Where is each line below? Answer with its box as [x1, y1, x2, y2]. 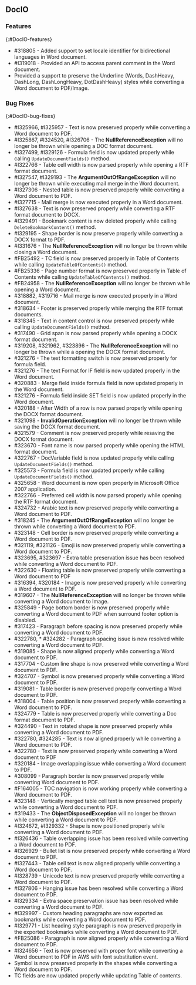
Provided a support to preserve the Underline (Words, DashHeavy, [13, 72, 175, 79]
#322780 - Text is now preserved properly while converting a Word [13, 747, 177, 754]
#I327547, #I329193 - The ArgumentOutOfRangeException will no [13, 173, 177, 181]
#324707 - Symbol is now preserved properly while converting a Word [13, 672, 185, 680]
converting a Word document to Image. [13, 598, 109, 605]
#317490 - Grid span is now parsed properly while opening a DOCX [13, 329, 177, 336]
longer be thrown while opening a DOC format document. [13, 142, 153, 149]
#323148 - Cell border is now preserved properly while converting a [13, 529, 179, 536]
